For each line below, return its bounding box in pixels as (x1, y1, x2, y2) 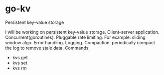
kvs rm (12, 65, 27, 71)
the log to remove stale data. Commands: (5, 45, 90, 51)
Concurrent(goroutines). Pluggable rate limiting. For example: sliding (5, 34, 146, 40)
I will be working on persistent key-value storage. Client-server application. (5, 29, 160, 35)
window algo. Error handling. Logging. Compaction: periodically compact (5, 39, 156, 45)
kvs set (12, 60, 27, 66)
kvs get (12, 54, 28, 60)
